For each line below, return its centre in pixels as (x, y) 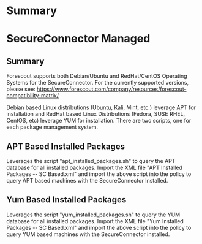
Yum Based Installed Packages (66, 200)
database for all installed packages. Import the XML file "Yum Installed (95, 221)
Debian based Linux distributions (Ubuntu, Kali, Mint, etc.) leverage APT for (101, 107)
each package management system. (52, 127)
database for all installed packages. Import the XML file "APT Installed (94, 167)
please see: (21, 89)
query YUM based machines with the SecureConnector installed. (88, 234)
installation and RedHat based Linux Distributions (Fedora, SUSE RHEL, (96, 114)
